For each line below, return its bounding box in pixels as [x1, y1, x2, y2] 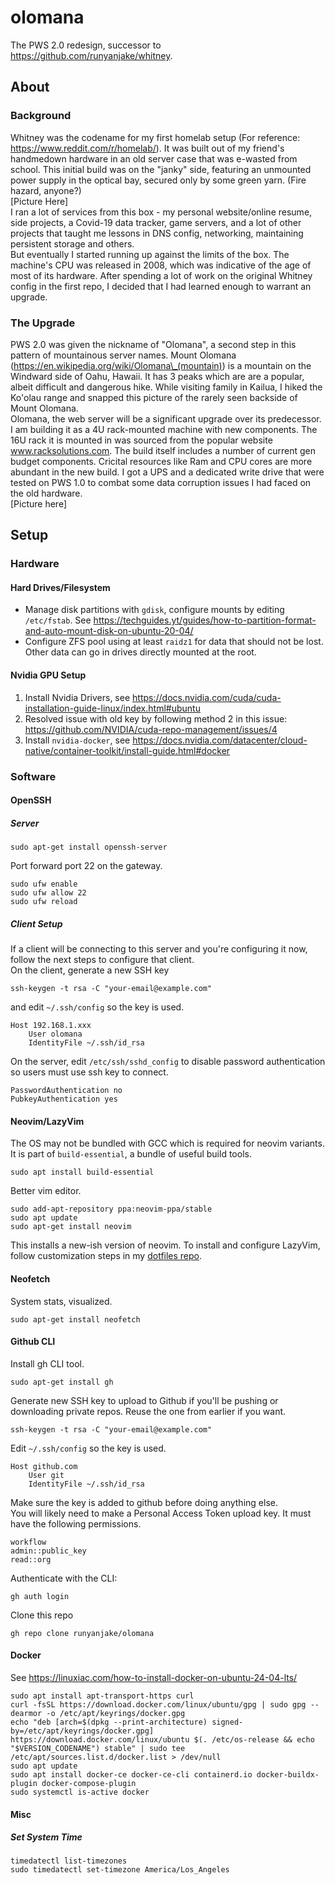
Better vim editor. [10, 1185, 82, 1197]
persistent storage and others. [10, 237, 135, 250]
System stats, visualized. [10, 1295, 113, 1307]
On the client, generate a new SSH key [10, 964, 170, 976]
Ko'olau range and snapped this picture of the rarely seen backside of [10, 391, 298, 403]
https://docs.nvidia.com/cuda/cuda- [132, 691, 282, 703]
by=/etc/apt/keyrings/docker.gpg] [10, 1726, 155, 1736]
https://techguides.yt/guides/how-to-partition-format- [93, 614, 317, 626]
